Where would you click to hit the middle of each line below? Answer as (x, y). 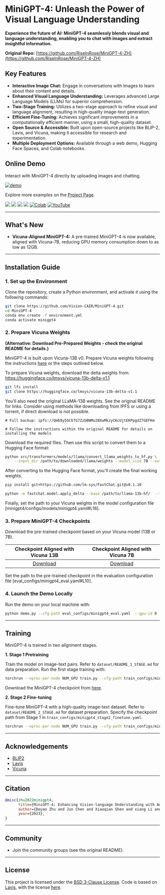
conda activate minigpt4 (30, 320)
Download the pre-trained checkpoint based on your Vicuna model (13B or (80, 532)
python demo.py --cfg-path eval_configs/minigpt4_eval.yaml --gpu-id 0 (81, 613)
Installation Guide (33, 267)
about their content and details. (44, 91)
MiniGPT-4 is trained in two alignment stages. (51, 645)
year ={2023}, (31, 814)
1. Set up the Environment (36, 281)
